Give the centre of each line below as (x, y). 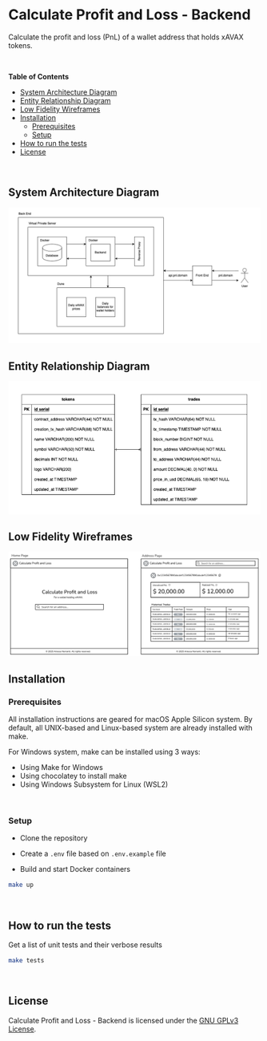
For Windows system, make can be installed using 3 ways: (105, 752)
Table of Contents (39, 76)
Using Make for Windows (62, 768)
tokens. (21, 45)
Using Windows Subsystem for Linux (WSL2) (94, 784)
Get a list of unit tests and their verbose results (85, 945)
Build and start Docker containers (75, 869)
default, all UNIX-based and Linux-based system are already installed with (131, 728)
